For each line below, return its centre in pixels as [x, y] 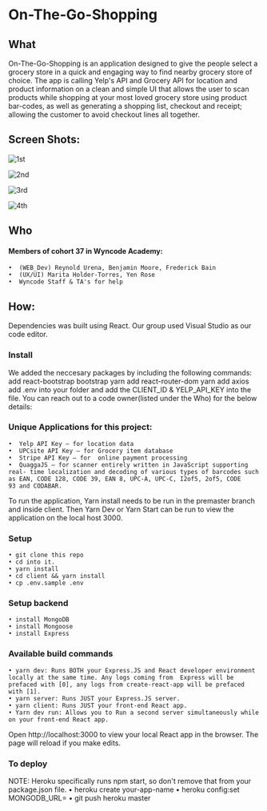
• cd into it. [32, 562]
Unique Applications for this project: [80, 428]
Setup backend [38, 604]
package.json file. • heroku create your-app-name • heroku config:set [124, 789]
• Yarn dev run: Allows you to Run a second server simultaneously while [134, 713]
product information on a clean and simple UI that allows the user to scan [129, 89]
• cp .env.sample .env [46, 583]
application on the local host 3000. [66, 517]
